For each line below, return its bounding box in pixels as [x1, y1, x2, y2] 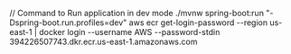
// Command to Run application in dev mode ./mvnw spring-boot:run [9, 8, 265, 18]
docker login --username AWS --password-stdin [39, 27, 221, 37]
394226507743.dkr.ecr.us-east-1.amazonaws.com [9, 36, 198, 47]
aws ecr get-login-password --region [128, 17, 268, 28]
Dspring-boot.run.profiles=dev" [9, 17, 127, 28]
